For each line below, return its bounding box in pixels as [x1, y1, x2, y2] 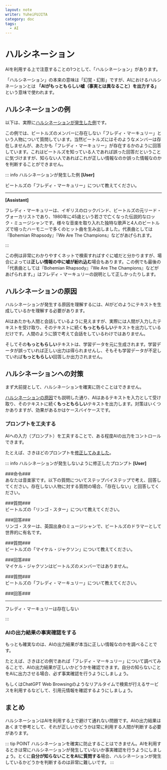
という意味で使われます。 [5, 89, 57, 95]
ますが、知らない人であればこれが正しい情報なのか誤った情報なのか [22, 155, 162, 161]
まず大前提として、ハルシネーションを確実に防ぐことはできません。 [5, 384, 144, 390]
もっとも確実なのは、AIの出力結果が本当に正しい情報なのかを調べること [5, 641, 153, 647]
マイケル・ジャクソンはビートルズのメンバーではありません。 [5, 563, 131, 569]
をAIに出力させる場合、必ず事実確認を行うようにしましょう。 [5, 671, 131, 677]
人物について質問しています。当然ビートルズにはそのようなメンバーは [13, 136, 157, 142]
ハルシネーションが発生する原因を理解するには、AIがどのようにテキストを [5, 301, 158, 307]
